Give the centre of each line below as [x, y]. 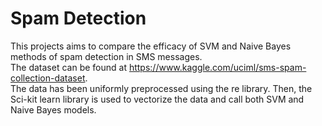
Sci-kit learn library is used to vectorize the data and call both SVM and [157, 99]
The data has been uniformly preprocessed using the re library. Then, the [161, 88]
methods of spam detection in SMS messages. [106, 56]
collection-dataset [48, 78]
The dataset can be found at [68, 67]
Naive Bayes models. [53, 109]
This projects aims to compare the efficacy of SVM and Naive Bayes [151, 46]
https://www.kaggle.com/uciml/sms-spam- [217, 67]
